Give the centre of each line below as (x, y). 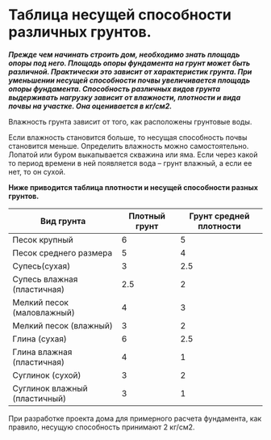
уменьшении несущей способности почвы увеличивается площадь (129, 80)
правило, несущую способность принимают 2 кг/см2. (102, 427)
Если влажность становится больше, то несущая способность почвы (128, 137)
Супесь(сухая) (42, 266)
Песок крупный (43, 239)
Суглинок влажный (50, 388)
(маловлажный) (44, 312)
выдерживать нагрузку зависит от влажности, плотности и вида (125, 97)
